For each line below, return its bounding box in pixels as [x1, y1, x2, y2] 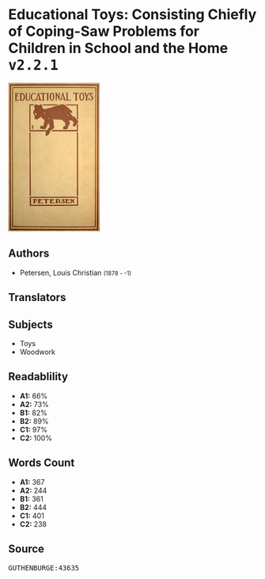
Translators [8, 291, 66, 304]
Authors [8, 247, 50, 261]
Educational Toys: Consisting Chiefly [8, 6, 257, 24]
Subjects [8, 318, 53, 331]
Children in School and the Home [8, 40, 229, 57]
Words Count [8, 456, 75, 470]
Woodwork [19, 347, 56, 356]
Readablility [8, 370, 69, 383]
